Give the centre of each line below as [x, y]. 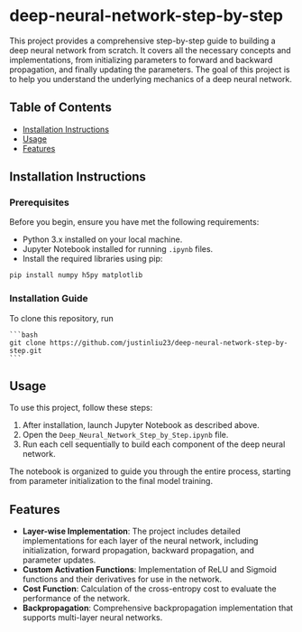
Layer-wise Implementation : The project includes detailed [131, 531]
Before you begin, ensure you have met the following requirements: [134, 222]
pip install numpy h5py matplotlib [76, 275]
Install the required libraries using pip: [92, 259]
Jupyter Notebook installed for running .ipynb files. [118, 249]
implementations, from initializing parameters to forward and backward [141, 60]
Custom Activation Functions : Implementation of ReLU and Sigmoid [149, 570]
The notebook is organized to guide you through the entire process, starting [150, 471]
